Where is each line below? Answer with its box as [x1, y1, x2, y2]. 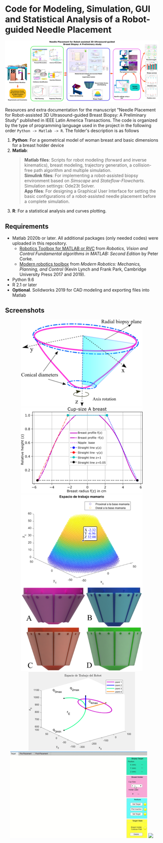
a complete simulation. [24, 199, 70, 205]
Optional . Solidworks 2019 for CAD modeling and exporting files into [12, 287, 150, 293]
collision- [133, 162, 152, 168]
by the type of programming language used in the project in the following [5, 123, 152, 128]
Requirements [5, 222, 49, 231]
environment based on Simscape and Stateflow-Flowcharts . [24, 178, 145, 184]
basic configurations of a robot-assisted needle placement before [24, 193, 157, 199]
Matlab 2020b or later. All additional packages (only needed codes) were [12, 235, 159, 241]
